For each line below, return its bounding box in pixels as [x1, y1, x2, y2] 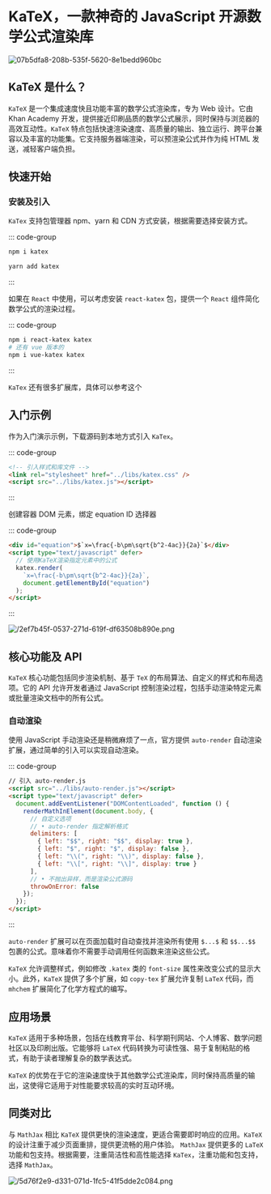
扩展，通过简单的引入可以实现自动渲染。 [8, 746, 143, 755]
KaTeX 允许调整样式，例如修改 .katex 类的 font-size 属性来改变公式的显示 [8, 964, 254, 974]
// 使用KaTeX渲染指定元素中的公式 [15, 556, 117, 564]
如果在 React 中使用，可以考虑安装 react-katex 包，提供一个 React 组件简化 [8, 294, 260, 304]
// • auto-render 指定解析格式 [29, 822, 128, 831]
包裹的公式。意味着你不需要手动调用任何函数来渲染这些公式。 [8, 946, 214, 956]
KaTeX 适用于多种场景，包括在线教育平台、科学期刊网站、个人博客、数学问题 [8, 1033, 263, 1043]
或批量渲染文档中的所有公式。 [8, 693, 108, 703]
